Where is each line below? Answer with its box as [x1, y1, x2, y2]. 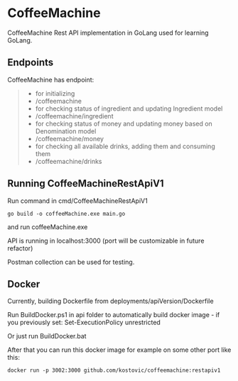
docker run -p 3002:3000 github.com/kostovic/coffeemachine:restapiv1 [7, 367, 221, 374]
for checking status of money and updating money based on [35, 119, 213, 128]
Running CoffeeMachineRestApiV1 [7, 177, 165, 189]
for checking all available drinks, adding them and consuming [35, 142, 215, 150]
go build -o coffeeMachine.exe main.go [7, 210, 126, 217]
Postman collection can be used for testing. [7, 258, 135, 266]
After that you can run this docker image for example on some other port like [7, 346, 232, 354]
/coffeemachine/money [35, 134, 104, 143]
